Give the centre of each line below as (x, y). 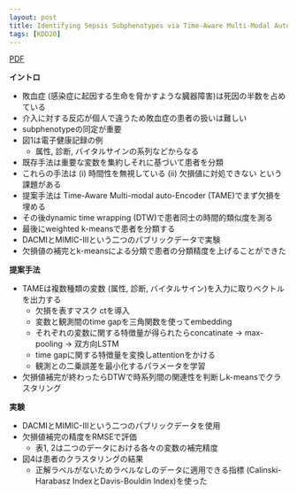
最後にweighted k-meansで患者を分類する (99, 229)
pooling (49, 344)
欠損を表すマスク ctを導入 (83, 311)
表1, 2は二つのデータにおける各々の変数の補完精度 (126, 448)
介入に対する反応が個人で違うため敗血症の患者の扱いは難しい (134, 118)
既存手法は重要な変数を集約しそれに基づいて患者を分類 (122, 162)
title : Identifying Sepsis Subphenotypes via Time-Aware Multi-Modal (140, 26)
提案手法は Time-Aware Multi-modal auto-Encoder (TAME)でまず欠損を (152, 196)
